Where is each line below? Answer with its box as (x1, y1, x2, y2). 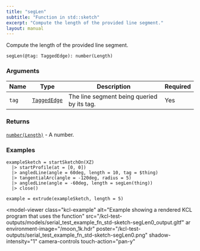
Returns (6, 117, 30, 125)
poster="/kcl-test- (96, 225, 141, 233)
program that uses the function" (6, 212, 85, 220)
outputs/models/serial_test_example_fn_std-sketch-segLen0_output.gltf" (6, 219, 185, 226)
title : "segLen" (6, 8, 46, 15)
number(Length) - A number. (6, 131, 74, 138)
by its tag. (68, 99, 96, 108)
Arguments (6, 67, 40, 75)
